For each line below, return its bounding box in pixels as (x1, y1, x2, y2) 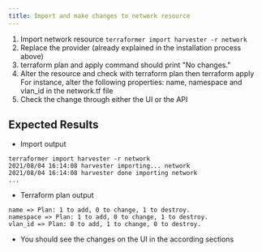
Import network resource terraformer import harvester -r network (19, 34, 247, 44)
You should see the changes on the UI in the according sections (19, 234, 234, 244)
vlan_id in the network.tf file (19, 86, 114, 96)
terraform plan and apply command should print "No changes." (19, 60, 231, 70)
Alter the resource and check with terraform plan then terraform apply (19, 68, 255, 78)
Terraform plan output (19, 190, 95, 200)
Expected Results (8, 118, 99, 132)
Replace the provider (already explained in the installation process (19, 42, 242, 53)
